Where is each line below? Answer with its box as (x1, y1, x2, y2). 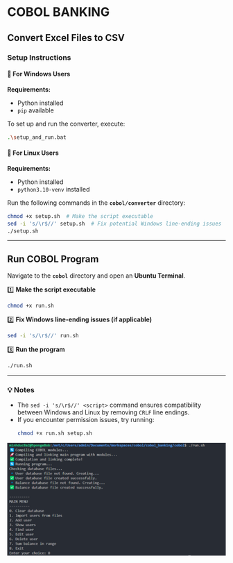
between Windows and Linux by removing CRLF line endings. (17, 408, 190, 417)
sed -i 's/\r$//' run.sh (7, 333, 79, 339)
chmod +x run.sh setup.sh (17, 430, 92, 437)
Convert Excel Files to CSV (7, 32, 125, 44)
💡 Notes (7, 385, 35, 394)
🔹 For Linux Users (7, 149, 59, 157)
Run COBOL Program (7, 253, 99, 264)
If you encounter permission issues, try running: (17, 416, 155, 424)
